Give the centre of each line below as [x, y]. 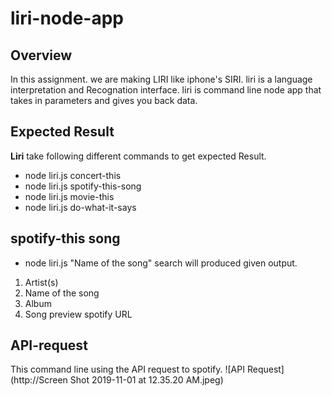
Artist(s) [41, 282]
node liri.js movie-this [69, 196]
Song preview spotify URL [78, 314]
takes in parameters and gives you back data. [104, 100]
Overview [41, 55]
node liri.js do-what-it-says [80, 207]
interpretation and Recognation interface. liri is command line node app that [166, 90]
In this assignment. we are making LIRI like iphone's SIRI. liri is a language [161, 79]
